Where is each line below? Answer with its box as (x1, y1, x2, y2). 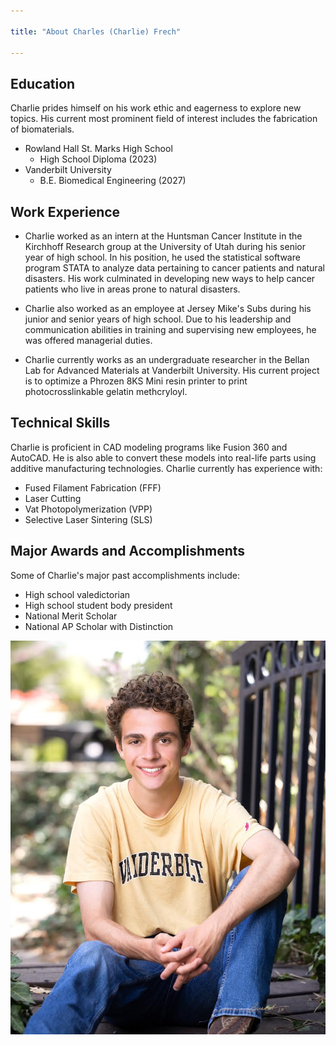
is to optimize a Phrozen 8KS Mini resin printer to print (24, 375, 248, 387)
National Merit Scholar (24, 610, 118, 622)
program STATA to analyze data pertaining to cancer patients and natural (24, 262, 325, 274)
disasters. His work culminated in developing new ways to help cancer (24, 273, 316, 284)
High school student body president (24, 599, 173, 611)
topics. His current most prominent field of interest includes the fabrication (10, 113, 318, 125)
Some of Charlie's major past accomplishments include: (10, 569, 241, 581)
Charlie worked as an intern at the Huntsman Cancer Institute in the (24, 230, 303, 242)
